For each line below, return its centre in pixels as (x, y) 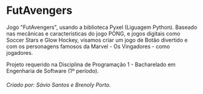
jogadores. (20, 52)
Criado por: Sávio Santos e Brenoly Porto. (58, 84)
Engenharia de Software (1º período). (52, 70)
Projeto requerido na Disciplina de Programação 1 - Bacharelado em (91, 64)
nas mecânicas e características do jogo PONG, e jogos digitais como (93, 33)
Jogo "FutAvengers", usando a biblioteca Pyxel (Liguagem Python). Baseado (102, 27)
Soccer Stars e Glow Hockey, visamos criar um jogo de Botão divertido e (97, 40)
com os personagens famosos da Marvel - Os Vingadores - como (88, 46)
